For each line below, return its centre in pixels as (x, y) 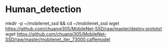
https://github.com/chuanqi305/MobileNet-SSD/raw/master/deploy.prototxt (84, 28)
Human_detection (43, 9)
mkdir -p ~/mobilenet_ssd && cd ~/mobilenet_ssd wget (62, 23)
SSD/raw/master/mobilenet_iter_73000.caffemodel (58, 39)
